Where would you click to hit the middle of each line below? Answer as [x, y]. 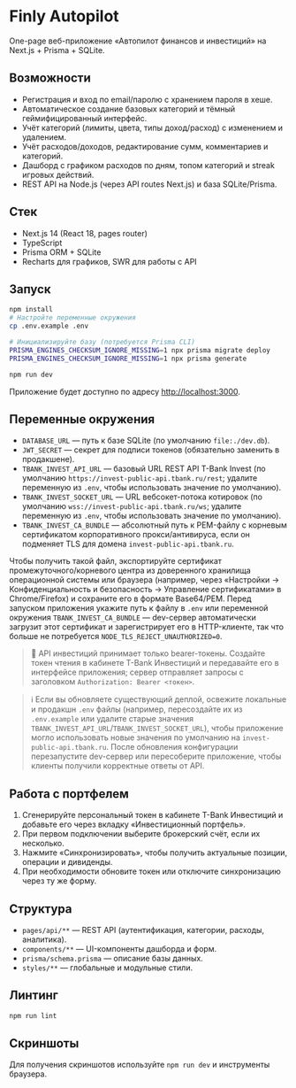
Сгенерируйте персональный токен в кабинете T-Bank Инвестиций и [152, 815]
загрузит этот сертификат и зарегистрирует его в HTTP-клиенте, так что [147, 627]
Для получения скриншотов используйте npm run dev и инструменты [140, 1065]
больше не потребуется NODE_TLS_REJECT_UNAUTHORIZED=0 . [116, 637]
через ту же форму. [59, 881]
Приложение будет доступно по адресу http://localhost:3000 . [125, 391]
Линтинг [34, 995]
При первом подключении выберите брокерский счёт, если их [141, 834]
